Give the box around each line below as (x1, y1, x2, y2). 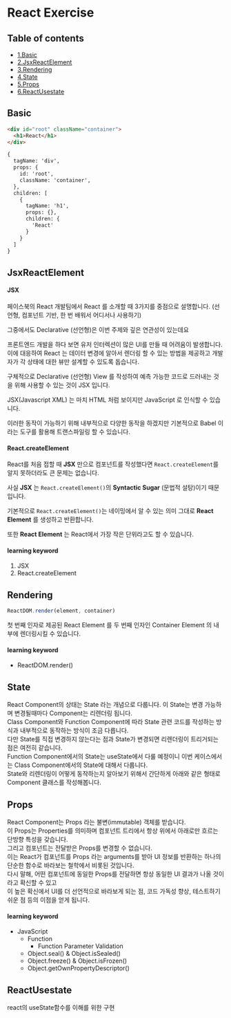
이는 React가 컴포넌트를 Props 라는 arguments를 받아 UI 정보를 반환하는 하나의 (7, 852, 221, 860)
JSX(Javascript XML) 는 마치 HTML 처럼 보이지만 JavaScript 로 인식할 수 (7, 396, 208, 404)
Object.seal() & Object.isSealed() (27, 950, 121, 958)
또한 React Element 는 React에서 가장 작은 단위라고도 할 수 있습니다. (7, 530, 194, 539)
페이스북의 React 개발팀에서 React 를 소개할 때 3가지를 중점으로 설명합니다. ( (7, 302, 215, 311)
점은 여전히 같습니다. (7, 743, 63, 752)
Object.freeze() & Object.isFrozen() (27, 956, 128, 965)
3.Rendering (17, 66, 52, 73)
